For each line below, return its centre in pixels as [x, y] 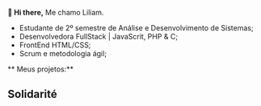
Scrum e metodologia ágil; [63, 53]
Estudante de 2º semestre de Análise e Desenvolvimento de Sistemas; [136, 28]
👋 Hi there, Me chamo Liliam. [56, 12]
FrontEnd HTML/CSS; [55, 45]
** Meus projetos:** [41, 69]
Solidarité [32, 94]
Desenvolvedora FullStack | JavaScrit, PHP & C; [99, 37]
